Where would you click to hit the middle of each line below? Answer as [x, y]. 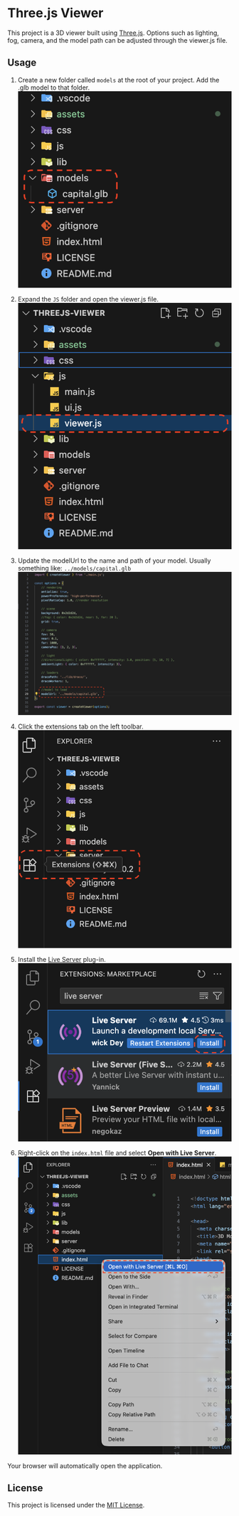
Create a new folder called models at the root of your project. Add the [118, 80]
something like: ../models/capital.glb [74, 568]
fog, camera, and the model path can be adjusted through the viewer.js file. [117, 40]
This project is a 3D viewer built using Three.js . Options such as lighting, [113, 33]
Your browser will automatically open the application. [85, 1465]
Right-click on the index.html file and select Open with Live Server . [117, 1153]
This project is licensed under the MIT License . [76, 1505]
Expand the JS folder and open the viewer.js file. [88, 300]
